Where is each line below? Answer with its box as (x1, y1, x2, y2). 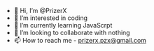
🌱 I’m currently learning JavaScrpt (13, 21, 113, 29)
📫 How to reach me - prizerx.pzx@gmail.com (13, 37, 147, 44)
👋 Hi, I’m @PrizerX (13, 7, 67, 14)
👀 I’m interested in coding (13, 14, 88, 22)
